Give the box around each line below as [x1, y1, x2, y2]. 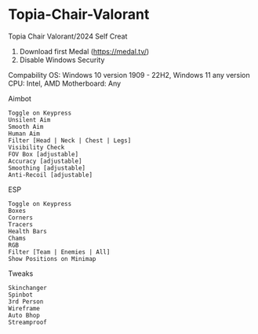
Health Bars [8, 227, 47, 235]
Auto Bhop [8, 311, 41, 319]
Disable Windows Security [19, 55, 105, 64]
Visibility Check [8, 143, 65, 151]
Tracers [8, 220, 34, 229]
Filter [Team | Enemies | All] [8, 248, 111, 256]
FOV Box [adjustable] [8, 150, 79, 158]
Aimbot [8, 94, 31, 103]
